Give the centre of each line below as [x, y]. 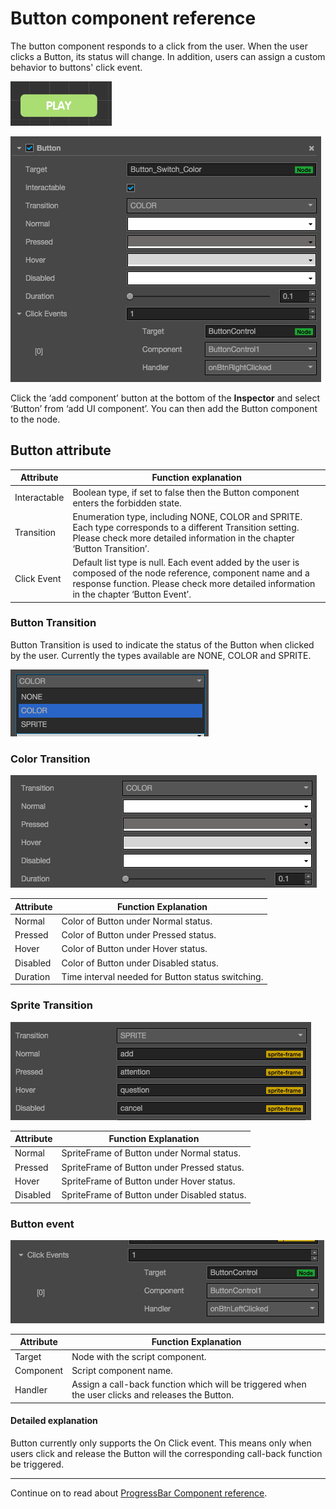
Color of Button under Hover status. [134, 949]
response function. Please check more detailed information [194, 583]
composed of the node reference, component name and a [191, 573]
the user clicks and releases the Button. [152, 1395]
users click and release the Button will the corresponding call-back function [166, 1453]
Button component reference [133, 18]
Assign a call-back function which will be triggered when [189, 1384]
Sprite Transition [51, 1005]
